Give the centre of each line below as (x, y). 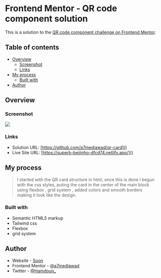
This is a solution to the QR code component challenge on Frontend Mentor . (80, 32)
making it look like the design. (47, 195)
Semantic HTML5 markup (38, 218)
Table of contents (32, 47)
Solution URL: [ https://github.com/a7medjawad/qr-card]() (69, 147)
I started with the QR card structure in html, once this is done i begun (86, 180)
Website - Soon (28, 261)
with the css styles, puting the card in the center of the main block (83, 184)
